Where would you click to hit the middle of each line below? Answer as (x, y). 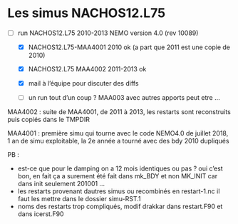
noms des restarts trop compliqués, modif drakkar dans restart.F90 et (120, 207)
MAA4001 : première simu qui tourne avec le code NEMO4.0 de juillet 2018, (118, 133)
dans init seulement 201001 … (61, 184)
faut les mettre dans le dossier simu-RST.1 (79, 199)
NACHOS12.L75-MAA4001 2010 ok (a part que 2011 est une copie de (129, 47)
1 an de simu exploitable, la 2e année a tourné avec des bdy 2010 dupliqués (118, 141)
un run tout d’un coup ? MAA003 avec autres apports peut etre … (124, 98)
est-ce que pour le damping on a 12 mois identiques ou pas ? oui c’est (120, 168)
